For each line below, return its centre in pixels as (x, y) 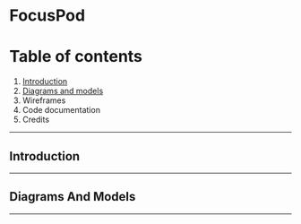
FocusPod (47, 16)
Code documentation (61, 110)
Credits (36, 120)
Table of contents (76, 57)
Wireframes (44, 100)
